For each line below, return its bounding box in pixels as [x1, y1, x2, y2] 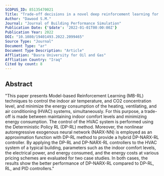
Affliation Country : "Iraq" [5, 57, 63, 62]
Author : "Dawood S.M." [5, 16, 51, 21]
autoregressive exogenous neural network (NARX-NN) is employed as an [5, 129, 153, 135]
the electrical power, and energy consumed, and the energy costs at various [5, 150, 159, 155]
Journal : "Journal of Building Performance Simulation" [5, 21, 121, 26]
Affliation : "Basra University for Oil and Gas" [5, 52, 106, 58]
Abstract [5, 80, 33, 88]
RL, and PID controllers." [5, 165, 54, 171]
